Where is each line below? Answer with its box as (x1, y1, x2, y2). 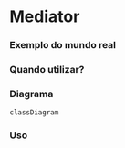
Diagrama (9, 87, 54, 100)
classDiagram (9, 108, 59, 117)
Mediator (9, 6, 80, 27)
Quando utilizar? (9, 64, 85, 76)
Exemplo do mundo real (9, 39, 117, 52)
